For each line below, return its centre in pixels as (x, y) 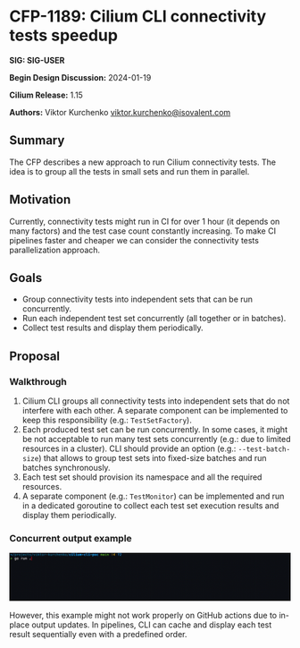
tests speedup (64, 35)
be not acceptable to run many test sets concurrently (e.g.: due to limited (157, 439)
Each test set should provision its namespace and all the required (142, 477)
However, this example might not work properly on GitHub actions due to (143, 616)
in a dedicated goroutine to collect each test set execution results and (150, 506)
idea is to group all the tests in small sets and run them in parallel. (129, 171)
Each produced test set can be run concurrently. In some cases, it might (155, 430)
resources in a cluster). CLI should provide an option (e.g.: (129, 448)
